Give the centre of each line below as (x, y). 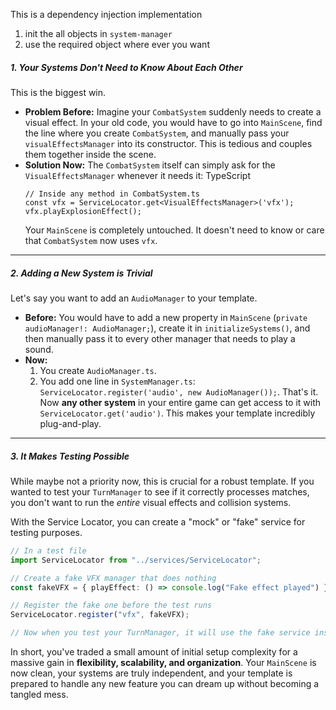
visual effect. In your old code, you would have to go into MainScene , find (173, 122)
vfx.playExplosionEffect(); (83, 211)
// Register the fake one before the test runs (111, 605)
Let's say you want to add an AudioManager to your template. (134, 298)
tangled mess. (39, 695)
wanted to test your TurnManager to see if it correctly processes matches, (160, 491)
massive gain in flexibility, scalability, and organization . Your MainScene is (163, 663)
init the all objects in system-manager (98, 33)
